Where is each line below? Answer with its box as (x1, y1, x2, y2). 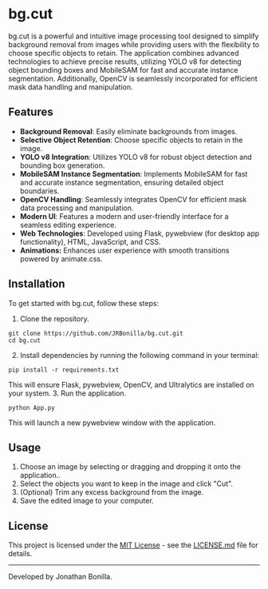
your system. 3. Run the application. (8, 388, 127, 398)
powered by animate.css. (19, 253, 103, 264)
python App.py (8, 404, 56, 412)
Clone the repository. (19, 313, 89, 324)
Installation (8, 277, 65, 291)
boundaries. (19, 185, 60, 196)
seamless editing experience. (19, 220, 117, 229)
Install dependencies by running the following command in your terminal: (19, 350, 260, 360)
